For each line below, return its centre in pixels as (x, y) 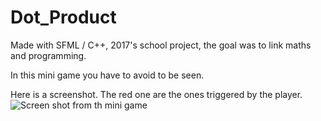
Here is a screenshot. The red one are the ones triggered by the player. (156, 94)
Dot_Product (63, 17)
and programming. (48, 55)
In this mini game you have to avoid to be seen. (107, 75)
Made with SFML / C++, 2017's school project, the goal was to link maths (161, 45)
